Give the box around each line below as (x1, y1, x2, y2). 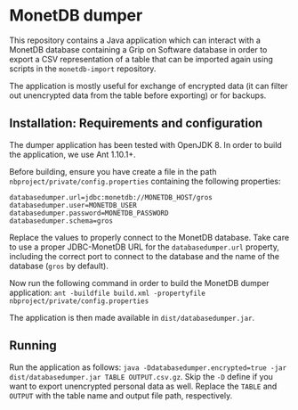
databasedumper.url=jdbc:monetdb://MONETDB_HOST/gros (9, 193, 213, 201)
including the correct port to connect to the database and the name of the (9, 250, 280, 261)
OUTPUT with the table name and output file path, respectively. (9, 389, 233, 401)
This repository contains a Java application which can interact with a (9, 35, 261, 45)
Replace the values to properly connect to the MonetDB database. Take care (9, 232, 290, 242)
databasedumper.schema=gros (9, 216, 114, 225)
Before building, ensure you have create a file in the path (9, 166, 217, 176)
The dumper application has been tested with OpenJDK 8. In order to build (9, 139, 282, 150)
